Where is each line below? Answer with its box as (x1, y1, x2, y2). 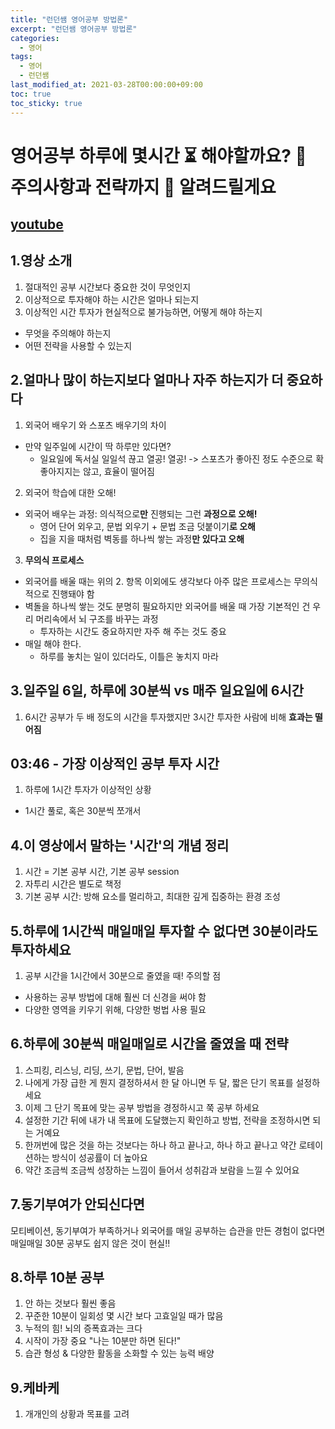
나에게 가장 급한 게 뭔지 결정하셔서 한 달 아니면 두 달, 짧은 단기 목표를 (24, 1076, 294, 1088)
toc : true (10, 89, 52, 99)
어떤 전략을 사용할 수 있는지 (24, 339, 133, 351)
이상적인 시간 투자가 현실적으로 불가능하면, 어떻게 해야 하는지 (24, 306, 263, 318)
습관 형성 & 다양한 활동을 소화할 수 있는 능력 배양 (24, 1347, 215, 1360)
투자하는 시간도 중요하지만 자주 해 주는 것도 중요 (39, 625, 227, 637)
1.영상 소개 (10, 252, 73, 270)
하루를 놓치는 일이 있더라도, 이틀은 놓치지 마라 (39, 650, 219, 662)
